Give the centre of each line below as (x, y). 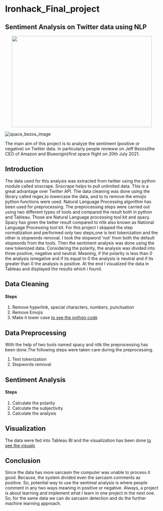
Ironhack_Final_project (52, 9)
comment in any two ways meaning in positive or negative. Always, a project (82, 488)
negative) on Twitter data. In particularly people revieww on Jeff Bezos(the (80, 149)
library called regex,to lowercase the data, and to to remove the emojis (76, 196)
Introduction (24, 169)
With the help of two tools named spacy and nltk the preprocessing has (77, 345)
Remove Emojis (27, 312)
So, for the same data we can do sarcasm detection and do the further (76, 498)
